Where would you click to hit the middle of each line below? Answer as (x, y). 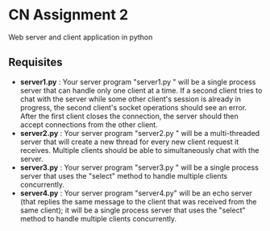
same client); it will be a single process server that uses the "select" (133, 210)
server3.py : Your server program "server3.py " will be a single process (139, 167)
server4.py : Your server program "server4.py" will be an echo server (136, 193)
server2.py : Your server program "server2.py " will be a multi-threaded (140, 133)
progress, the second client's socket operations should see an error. (133, 107)
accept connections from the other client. (89, 124)
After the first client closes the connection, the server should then (129, 116)
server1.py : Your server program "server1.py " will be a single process (138, 81)
